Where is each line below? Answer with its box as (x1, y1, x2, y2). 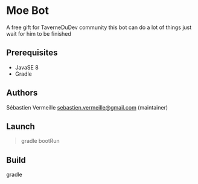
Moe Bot (6, 4, 49, 18)
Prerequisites (6, 48, 58, 58)
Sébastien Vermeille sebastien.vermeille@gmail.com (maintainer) (6, 103, 168, 111)
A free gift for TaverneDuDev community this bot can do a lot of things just (6, 24, 192, 31)
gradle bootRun (21, 137, 60, 145)
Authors (6, 88, 38, 98)
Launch (6, 121, 35, 131)
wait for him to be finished (6, 30, 71, 37)
